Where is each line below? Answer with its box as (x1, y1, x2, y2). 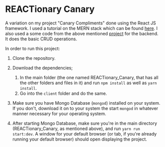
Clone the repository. (12, 55, 56, 61)
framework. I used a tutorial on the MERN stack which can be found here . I (5, 25, 158, 31)
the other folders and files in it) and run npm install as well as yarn (19, 80, 157, 86)
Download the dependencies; (12, 65, 73, 71)
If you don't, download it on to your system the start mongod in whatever (12, 105, 159, 111)
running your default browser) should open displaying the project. (12, 136, 148, 142)
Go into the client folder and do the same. (19, 90, 107, 96)
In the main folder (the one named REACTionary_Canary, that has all (19, 74, 159, 80)
